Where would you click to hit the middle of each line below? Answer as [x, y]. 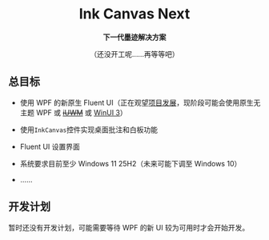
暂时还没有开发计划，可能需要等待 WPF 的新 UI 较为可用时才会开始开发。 [129, 227]
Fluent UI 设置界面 [50, 146]
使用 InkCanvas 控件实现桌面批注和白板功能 [89, 130]
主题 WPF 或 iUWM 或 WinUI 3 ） [73, 112]
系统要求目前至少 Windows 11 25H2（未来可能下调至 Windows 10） [130, 163]
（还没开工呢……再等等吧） [134, 54]
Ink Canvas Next [134, 14]
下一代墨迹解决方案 [134, 37]
